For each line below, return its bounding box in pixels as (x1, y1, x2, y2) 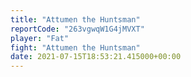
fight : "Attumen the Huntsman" (10, 42, 141, 53)
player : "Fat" (10, 33, 70, 43)
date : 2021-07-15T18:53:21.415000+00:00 (10, 52, 182, 62)
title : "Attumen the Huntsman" (10, 14, 141, 25)
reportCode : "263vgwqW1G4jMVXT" (10, 24, 145, 34)
